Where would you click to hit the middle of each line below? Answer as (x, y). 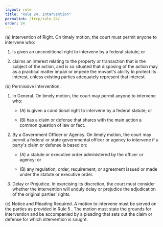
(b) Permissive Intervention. (33, 87)
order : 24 (15, 23)
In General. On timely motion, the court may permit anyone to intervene (84, 96)
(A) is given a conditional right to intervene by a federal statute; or (86, 111)
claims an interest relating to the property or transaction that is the (79, 61)
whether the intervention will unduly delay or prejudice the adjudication (84, 189)
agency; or (30, 160)
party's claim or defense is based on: (50, 145)
